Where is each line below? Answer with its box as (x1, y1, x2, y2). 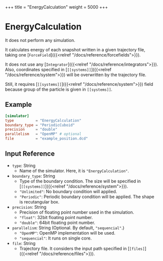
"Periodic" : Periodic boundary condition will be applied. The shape (19, 194, 155, 200)
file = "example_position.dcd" (5, 136, 89, 141)
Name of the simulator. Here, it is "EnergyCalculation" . (19, 168, 129, 174)
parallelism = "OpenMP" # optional (5, 132, 82, 137)
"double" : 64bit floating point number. (19, 220, 95, 225)
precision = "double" (5, 127, 57, 132)
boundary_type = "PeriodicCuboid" (5, 122, 75, 127)
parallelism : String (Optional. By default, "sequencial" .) (12, 224, 125, 231)
